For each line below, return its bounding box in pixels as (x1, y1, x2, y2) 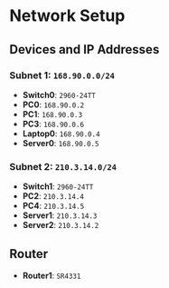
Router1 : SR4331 (22, 270, 81, 281)
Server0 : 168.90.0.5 (22, 137, 99, 148)
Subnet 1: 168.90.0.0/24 (9, 69, 116, 82)
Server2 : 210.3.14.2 (22, 220, 99, 231)
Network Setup (9, 5, 126, 26)
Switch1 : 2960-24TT (22, 181, 94, 192)
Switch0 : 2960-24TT (22, 89, 97, 100)
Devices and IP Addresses (9, 42, 160, 57)
